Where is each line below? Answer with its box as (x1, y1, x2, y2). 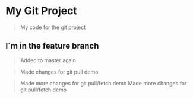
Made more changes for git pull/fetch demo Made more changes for (20, 79, 187, 87)
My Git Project (5, 4, 78, 18)
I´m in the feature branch (5, 41, 99, 51)
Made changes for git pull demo (20, 68, 99, 75)
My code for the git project (20, 24, 86, 31)
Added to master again (20, 56, 77, 63)
